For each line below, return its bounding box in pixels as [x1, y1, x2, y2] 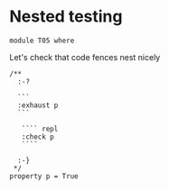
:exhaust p [17, 101, 59, 110]
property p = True [9, 171, 79, 181]
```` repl [21, 124, 59, 133]
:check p [21, 132, 54, 141]
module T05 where [9, 36, 75, 45]
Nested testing [9, 6, 123, 27]
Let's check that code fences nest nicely [9, 51, 161, 62]
